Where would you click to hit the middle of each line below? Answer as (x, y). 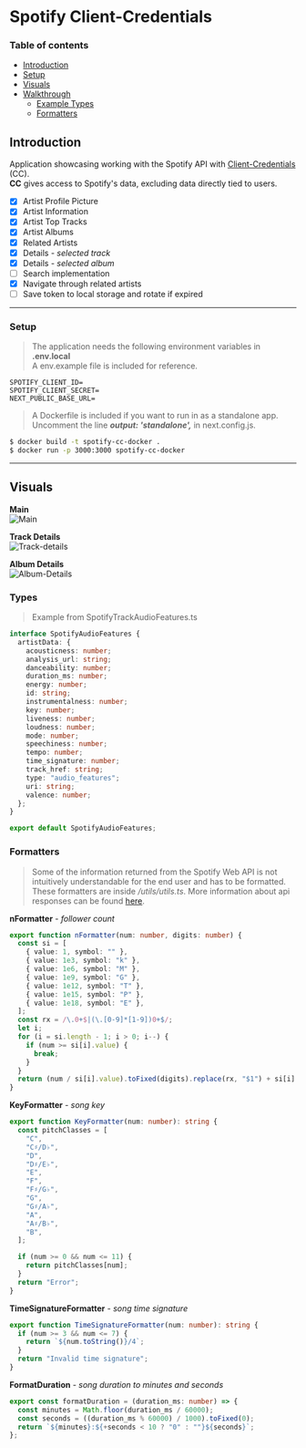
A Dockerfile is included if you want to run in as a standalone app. (155, 416)
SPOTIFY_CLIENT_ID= (46, 383)
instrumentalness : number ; (77, 702)
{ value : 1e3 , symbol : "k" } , (83, 961)
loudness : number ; (61, 727)
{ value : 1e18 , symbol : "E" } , (85, 1003)
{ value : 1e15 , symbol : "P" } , (85, 994)
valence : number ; (59, 795)
